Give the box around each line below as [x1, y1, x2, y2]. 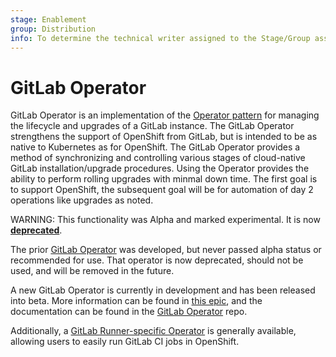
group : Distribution [10, 24, 97, 34]
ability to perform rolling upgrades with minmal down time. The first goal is [10, 173, 318, 185]
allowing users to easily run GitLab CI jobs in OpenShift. [10, 336, 240, 348]
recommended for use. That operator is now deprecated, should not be [10, 254, 304, 266]
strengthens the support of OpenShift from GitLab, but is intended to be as [10, 131, 318, 143]
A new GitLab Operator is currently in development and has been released [10, 284, 316, 296]
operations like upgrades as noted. [10, 194, 154, 206]
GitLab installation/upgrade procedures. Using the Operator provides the [10, 162, 310, 175]
